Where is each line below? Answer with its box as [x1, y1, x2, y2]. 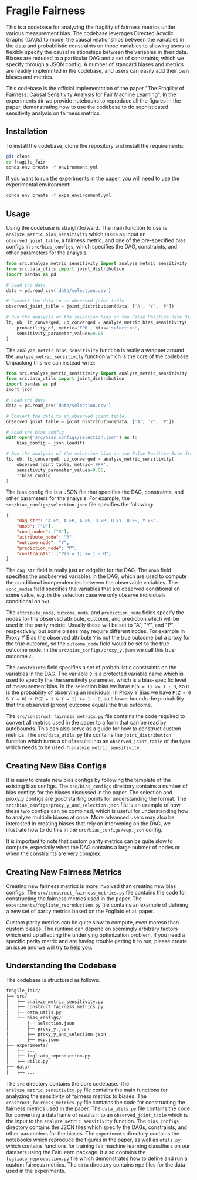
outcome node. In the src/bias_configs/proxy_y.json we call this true [6, 647, 175, 654]
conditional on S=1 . [6, 598, 52, 605]
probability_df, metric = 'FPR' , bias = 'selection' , [16, 325, 141, 331]
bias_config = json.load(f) [16, 440, 85, 446]
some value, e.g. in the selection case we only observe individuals [6, 591, 166, 598]
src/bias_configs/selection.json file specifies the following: [6, 501, 154, 508]
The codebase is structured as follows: [6, 976, 100, 983]
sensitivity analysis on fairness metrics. [6, 110, 101, 117]
